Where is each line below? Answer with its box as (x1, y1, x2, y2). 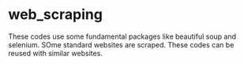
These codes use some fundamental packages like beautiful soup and (8, 32, 237, 41)
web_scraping (8, 6, 103, 24)
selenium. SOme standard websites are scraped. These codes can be (8, 40, 235, 49)
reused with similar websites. (8, 48, 103, 58)
